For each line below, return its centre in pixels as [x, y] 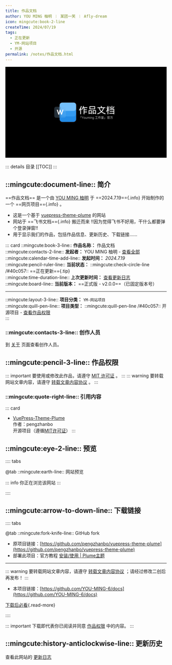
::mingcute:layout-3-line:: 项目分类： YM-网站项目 [56, 299]
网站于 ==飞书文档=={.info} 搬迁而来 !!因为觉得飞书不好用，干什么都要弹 [89, 221]
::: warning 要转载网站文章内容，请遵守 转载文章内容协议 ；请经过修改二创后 [86, 571]
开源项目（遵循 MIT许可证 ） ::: [44, 431]
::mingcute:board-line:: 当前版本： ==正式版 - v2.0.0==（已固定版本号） [81, 284]
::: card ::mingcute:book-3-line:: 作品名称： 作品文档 [60, 245]
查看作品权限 [37, 312]
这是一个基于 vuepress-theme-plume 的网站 [59, 215]
